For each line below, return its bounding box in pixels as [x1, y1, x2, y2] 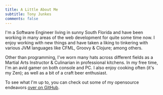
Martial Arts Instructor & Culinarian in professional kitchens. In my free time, [5, 59, 158, 66]
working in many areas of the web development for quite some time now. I [5, 35, 155, 40]
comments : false [5, 16, 38, 21]
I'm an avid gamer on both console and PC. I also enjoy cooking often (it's [5, 65, 155, 71]
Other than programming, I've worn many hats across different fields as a [5, 55, 153, 60]
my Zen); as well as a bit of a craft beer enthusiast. [5, 70, 108, 76]
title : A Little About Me [5, 7, 58, 12]
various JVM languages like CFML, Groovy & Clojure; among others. [5, 45, 143, 51]
